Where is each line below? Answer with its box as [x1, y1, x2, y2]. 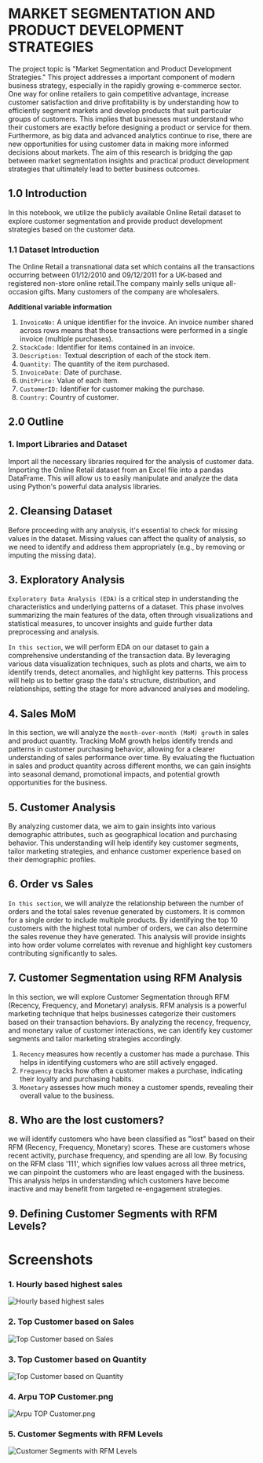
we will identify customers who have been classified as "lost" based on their [8, 1134, 255, 1143]
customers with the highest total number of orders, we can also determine [8, 924, 248, 933]
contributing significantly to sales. [8, 948, 118, 958]
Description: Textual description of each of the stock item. [19, 351, 210, 360]
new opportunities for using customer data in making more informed [8, 139, 229, 148]
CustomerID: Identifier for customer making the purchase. [19, 384, 206, 393]
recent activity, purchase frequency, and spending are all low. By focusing [8, 1151, 247, 1161]
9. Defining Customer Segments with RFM [8, 1207, 217, 1220]
